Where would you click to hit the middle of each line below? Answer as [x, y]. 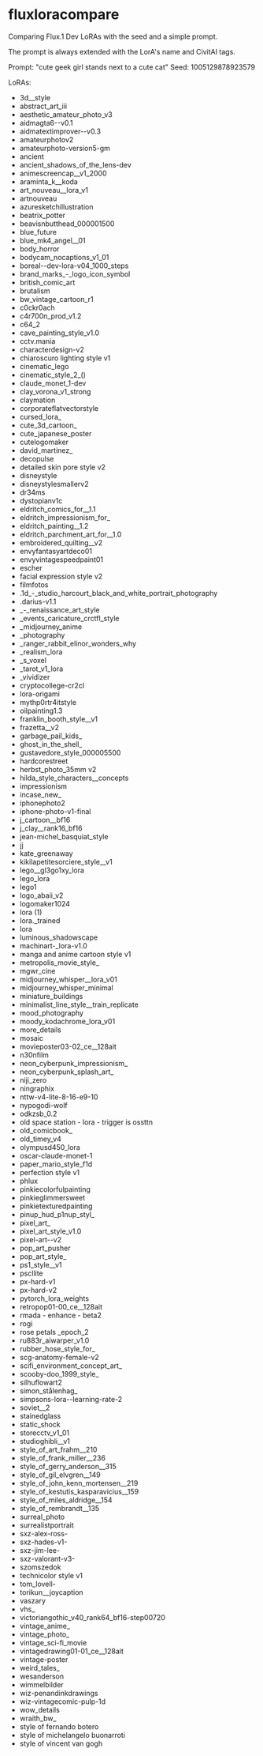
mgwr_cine [37, 970]
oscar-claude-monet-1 [56, 1155]
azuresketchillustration [56, 206]
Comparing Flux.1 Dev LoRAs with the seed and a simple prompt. [113, 36]
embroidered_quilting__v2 [61, 542]
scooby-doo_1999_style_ [59, 1374]
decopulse [37, 458]
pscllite [31, 1273]
